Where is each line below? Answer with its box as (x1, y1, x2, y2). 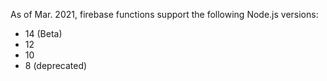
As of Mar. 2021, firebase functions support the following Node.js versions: (10, 9, 319, 20)
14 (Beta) (24, 28, 63, 39)
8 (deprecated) (24, 60, 88, 71)
